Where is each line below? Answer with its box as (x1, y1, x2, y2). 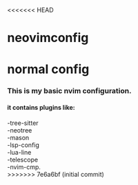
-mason (7, 133, 30, 142)
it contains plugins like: (7, 103, 76, 111)
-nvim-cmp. (7, 162, 41, 171)
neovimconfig (7, 30, 89, 46)
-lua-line (7, 148, 32, 156)
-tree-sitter (7, 119, 39, 127)
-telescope (7, 155, 39, 164)
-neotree (7, 126, 32, 134)
